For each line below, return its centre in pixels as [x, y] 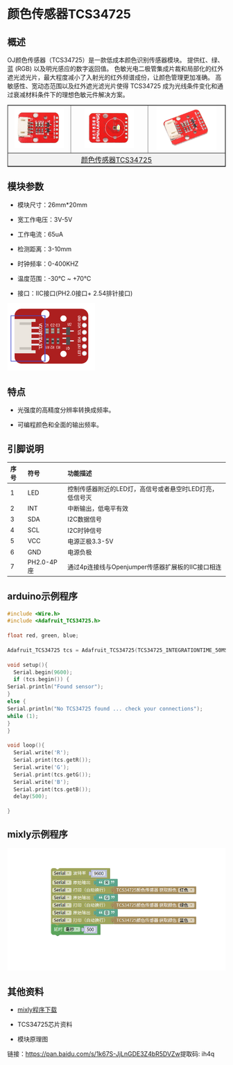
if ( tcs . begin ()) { [42, 680]
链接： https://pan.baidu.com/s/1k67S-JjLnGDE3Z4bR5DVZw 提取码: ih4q [111, 1054]
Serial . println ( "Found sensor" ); [55, 687]
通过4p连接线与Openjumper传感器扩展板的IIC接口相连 [144, 567]
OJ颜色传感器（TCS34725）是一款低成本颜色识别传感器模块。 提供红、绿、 [115, 60]
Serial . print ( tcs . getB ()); [52, 789]
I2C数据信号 [84, 519]
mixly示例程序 [37, 834]
